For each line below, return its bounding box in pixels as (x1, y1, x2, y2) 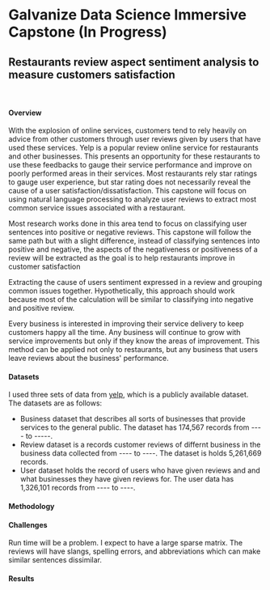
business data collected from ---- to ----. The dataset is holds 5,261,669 (19, 448, 262, 458)
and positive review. (8, 303, 75, 313)
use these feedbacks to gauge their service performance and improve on (8, 160, 252, 170)
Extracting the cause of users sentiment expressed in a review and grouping (8, 278, 263, 287)
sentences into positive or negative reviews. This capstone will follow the (8, 227, 252, 237)
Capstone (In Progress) (8, 23, 167, 41)
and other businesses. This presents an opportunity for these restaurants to (8, 151, 260, 161)
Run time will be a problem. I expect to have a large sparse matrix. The (8, 538, 243, 548)
